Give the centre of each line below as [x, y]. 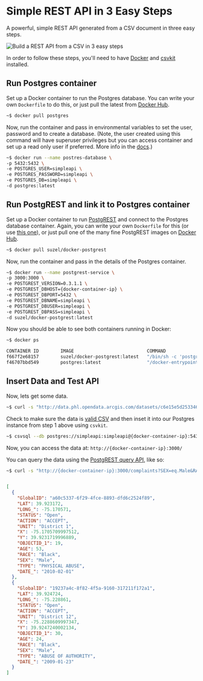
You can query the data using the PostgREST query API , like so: [85, 460]
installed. [18, 64]
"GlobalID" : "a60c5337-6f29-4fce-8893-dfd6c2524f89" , [86, 498]
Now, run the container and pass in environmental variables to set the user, [100, 127]
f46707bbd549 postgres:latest [54, 363]
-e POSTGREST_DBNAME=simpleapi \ [48, 300]
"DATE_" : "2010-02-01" [46, 571]
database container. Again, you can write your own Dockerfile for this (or [98, 226]
